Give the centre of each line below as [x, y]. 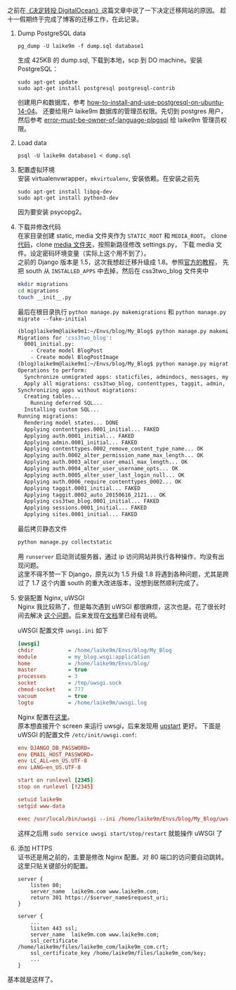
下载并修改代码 [39, 227]
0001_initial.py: [50, 344]
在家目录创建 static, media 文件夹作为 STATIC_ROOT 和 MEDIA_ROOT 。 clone [122, 236]
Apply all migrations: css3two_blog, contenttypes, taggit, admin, [125, 383]
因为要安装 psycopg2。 [51, 212]
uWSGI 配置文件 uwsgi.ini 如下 [63, 630]
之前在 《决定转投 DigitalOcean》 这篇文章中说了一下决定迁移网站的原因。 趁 [117, 10]
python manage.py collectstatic [65, 542]
